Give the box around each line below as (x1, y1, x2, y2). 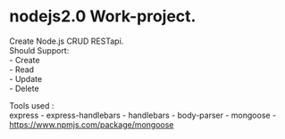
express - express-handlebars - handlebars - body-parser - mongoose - (9, 110, 277, 120)
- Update (9, 73, 43, 84)
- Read (9, 64, 34, 75)
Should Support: (9, 45, 70, 55)
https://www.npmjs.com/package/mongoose (9, 119, 174, 130)
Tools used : (9, 100, 54, 110)
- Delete (9, 83, 39, 94)
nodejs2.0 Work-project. (9, 6, 197, 27)
